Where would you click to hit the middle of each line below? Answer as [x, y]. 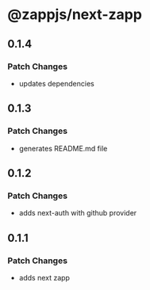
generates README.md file [63, 148]
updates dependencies [56, 83]
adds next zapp [44, 277]
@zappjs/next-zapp [75, 15]
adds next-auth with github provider [78, 213]
